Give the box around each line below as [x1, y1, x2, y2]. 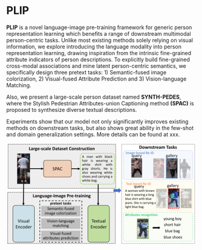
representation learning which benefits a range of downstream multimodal [6, 30, 192, 37]
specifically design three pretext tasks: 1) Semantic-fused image [6, 68, 167, 76]
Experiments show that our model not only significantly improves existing [6, 117, 189, 125]
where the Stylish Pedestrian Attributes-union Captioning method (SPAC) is [6, 99, 195, 107]
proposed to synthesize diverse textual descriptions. [6, 106, 137, 113]
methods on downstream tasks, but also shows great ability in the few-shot [6, 124, 194, 131]
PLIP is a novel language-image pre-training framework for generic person [6, 24, 192, 31]
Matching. [6, 81, 31, 88]
